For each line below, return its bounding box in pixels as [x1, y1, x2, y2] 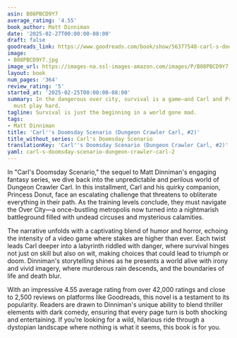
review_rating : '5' [7, 83, 65, 90]
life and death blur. [7, 272, 62, 280]
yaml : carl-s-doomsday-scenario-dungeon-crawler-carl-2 [7, 148, 175, 156]
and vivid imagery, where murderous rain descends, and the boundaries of [7, 264, 224, 272]
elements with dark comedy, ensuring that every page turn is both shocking [7, 308, 228, 316]
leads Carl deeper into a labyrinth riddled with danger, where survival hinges [7, 242, 229, 250]
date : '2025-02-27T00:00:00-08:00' [7, 30, 112, 37]
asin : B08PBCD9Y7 [7, 10, 59, 18]
